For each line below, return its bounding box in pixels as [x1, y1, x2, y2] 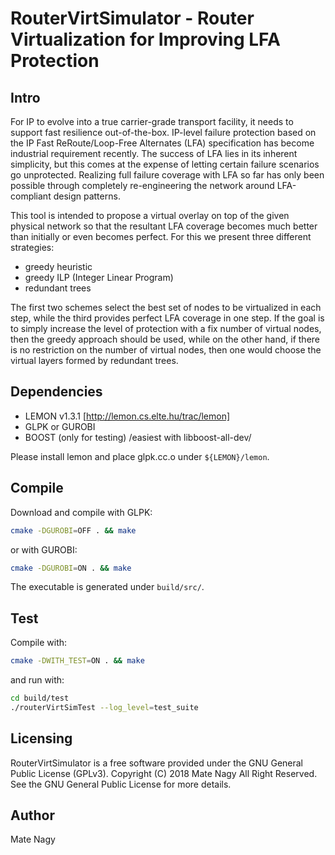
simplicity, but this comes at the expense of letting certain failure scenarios [10, 158, 320, 170]
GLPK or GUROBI [24, 420, 96, 432]
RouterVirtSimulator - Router [10, 7, 255, 30]
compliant [10, 190, 52, 202]
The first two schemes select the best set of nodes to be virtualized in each [10, 302, 322, 313]
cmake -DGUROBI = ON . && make [10, 563, 132, 573]
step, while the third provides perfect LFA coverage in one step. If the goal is [10, 312, 325, 324]
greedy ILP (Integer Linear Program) [24, 272, 174, 283]
